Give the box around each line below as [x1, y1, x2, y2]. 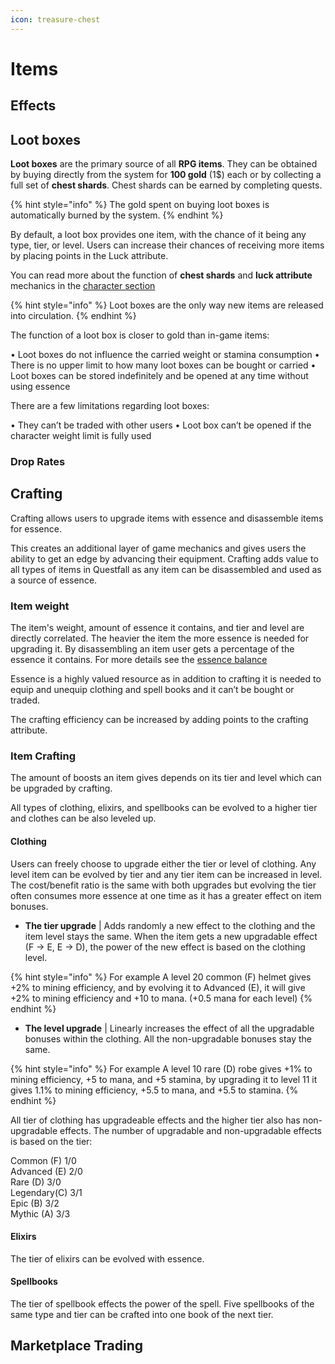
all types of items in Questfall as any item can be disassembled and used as [10, 563, 322, 575]
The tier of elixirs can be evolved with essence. [10, 1252, 205, 1265]
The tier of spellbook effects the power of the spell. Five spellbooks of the [10, 1297, 315, 1310]
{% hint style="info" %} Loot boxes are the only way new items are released [10, 299, 324, 311]
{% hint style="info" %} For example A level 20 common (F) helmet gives [10, 971, 312, 983]
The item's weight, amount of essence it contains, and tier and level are [10, 622, 305, 634]
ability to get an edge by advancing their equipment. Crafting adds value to [10, 552, 319, 565]
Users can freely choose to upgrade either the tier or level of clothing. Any [10, 857, 317, 870]
